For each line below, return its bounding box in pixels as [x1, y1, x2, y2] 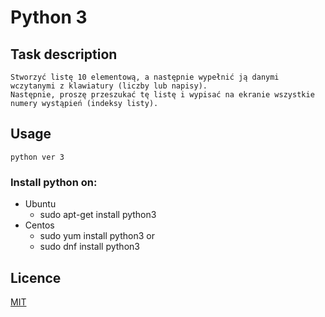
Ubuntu [24, 198, 57, 210]
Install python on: [10, 175, 98, 189]
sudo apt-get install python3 [39, 209, 157, 221]
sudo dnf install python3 [39, 241, 140, 253]
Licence [10, 269, 62, 286]
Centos [24, 219, 55, 231]
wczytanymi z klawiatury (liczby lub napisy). [10, 81, 208, 91]
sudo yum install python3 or [39, 230, 155, 242]
